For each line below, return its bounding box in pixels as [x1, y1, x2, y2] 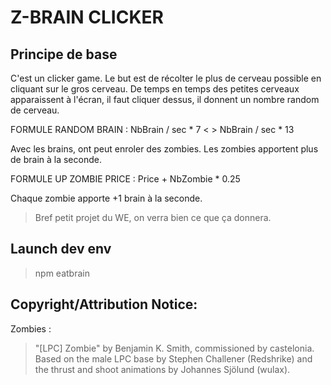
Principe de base [10, 46, 118, 63]
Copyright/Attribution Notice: [10, 296, 198, 313]
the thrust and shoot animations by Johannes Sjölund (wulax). [34, 363, 291, 375]
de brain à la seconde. [10, 154, 102, 165]
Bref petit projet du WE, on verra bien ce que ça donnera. [34, 212, 272, 223]
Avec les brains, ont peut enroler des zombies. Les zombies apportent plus [10, 143, 319, 155]
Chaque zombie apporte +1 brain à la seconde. [10, 192, 203, 204]
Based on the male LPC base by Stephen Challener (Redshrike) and [34, 352, 313, 365]
